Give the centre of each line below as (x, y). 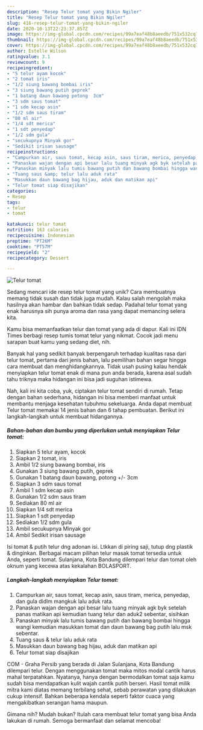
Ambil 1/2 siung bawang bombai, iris (61, 465)
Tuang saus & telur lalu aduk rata (56, 640)
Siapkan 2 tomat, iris (41, 458)
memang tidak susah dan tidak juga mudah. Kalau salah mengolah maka (96, 298)
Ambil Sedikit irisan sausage (51, 535)
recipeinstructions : (33, 152)
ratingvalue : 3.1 (29, 57)
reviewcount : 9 (26, 62)
